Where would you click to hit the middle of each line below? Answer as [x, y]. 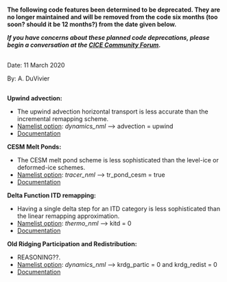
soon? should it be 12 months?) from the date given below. [92, 24]
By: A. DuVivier [28, 78]
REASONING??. [39, 257]
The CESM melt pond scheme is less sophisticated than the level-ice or [118, 160]
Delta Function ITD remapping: [52, 195]
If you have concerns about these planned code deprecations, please [109, 38]
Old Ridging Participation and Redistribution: [72, 243]
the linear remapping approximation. [68, 216]
